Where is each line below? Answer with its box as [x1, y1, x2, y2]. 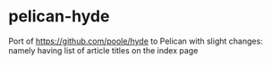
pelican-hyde [8, 6, 110, 27]
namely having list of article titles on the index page [8, 45, 199, 55]
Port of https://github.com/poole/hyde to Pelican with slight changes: [8, 36, 263, 46]
